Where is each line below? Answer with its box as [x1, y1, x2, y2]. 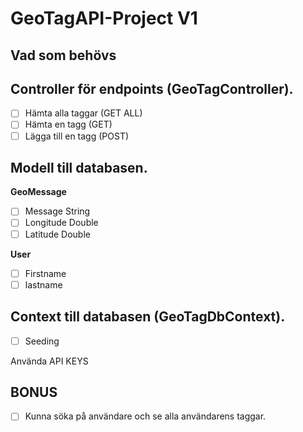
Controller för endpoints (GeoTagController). [10, 80, 294, 97]
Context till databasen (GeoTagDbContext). [10, 308, 286, 326]
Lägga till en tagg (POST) [24, 130, 130, 142]
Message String [24, 205, 91, 217]
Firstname [24, 267, 67, 279]
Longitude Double [24, 217, 99, 229]
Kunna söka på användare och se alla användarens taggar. [24, 410, 267, 422]
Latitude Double [24, 228, 91, 240]
